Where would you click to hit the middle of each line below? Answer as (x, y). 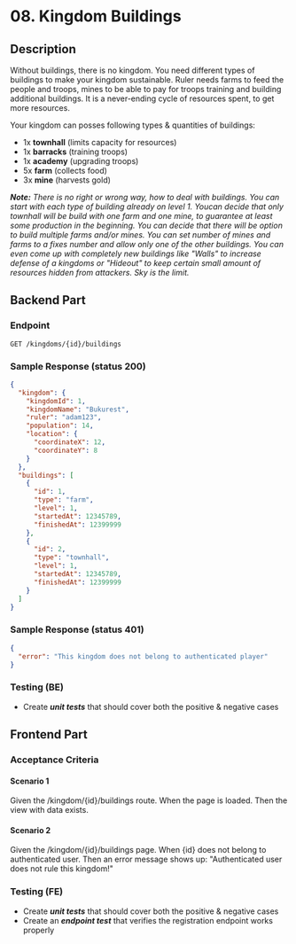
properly (39, 930)
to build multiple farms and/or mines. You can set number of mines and (140, 235)
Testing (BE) (37, 687)
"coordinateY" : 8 (66, 450)
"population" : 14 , (60, 426)
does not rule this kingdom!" (62, 869)
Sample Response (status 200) (78, 366)
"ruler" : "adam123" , (64, 417)
